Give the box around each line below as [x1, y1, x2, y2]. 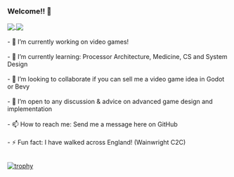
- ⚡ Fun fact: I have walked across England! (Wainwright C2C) [7, 138, 186, 147]
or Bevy [7, 82, 30, 91]
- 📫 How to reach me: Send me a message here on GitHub [7, 120, 178, 129]
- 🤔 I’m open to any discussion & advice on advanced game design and [7, 98, 213, 106]
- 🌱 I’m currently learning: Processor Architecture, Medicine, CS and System [7, 53, 228, 61]
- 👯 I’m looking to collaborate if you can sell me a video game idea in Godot [7, 75, 225, 84]
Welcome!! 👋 [7, 6, 52, 16]
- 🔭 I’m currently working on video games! [7, 38, 129, 46]
